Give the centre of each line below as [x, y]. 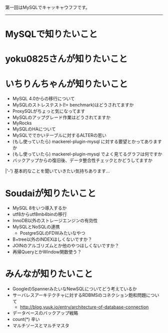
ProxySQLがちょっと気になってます [49, 111]
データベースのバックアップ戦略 [45, 313]
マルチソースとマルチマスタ [41, 325]
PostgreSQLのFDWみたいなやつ [53, 233]
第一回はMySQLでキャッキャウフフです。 [47, 7]
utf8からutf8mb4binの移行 [39, 214]
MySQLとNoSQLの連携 [36, 227]
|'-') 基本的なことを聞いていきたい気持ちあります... [57, 171]
